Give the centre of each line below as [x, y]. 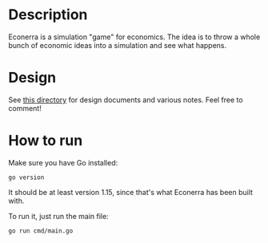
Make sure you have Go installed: [63, 162]
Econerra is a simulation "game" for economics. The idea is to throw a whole [134, 37]
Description [48, 15]
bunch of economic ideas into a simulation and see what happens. [118, 45]
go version [26, 177]
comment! [25, 108]
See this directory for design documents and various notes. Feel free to [126, 100]
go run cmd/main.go [41, 231]
